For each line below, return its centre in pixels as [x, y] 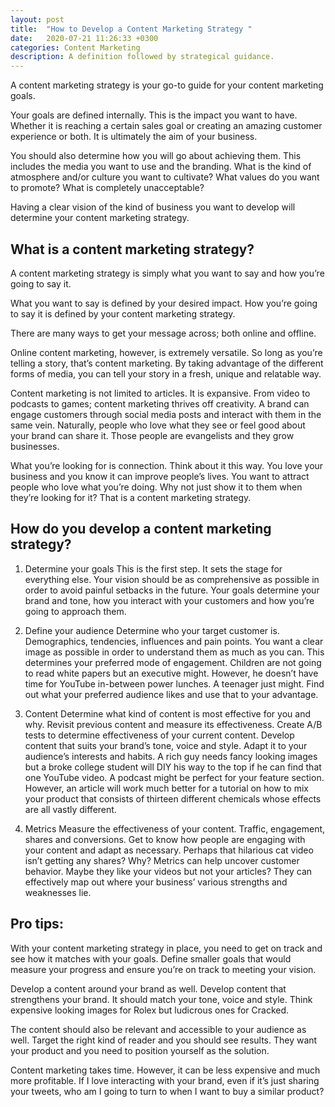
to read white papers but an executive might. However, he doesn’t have [171, 673]
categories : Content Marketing [75, 47]
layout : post [37, 19]
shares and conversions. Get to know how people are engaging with [165, 839]
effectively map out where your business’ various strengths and [156, 882]
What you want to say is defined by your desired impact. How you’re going [164, 303]
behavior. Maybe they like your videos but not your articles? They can [168, 871]
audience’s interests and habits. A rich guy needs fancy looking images [171, 756]
